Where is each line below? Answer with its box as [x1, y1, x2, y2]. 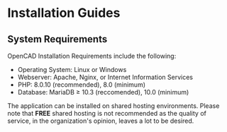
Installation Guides [7, 5, 121, 21]
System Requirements [7, 33, 108, 45]
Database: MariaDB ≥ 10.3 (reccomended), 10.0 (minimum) [17, 88, 189, 96]
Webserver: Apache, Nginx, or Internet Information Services [17, 73, 194, 81]
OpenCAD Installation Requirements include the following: [7, 52, 177, 60]
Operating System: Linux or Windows [17, 66, 127, 73]
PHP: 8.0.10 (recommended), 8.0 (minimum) [17, 80, 146, 89]
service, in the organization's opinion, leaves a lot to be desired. [7, 116, 194, 125]
